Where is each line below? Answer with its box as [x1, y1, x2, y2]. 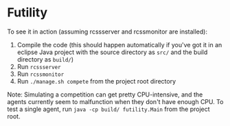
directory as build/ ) [16, 55, 74, 63]
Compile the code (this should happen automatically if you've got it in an [16, 40, 222, 49]
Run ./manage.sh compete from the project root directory [16, 77, 176, 85]
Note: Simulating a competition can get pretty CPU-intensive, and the [7, 90, 203, 99]
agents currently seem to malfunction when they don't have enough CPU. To [7, 97, 224, 105]
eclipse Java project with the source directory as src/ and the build [16, 48, 208, 56]
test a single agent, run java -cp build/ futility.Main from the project [7, 105, 211, 113]
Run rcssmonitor [16, 70, 65, 78]
